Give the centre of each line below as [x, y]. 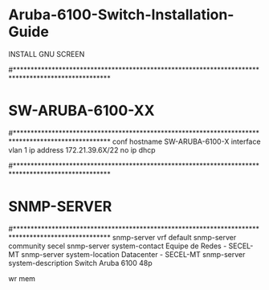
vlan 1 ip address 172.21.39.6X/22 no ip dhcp [82, 149]
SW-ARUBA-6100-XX [82, 111]
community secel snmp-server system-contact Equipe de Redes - [118, 246]
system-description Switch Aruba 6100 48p [80, 263]
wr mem [22, 278]
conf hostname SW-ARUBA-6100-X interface [186, 141]
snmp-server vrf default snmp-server [174, 237]
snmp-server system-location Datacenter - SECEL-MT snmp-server [133, 254]
